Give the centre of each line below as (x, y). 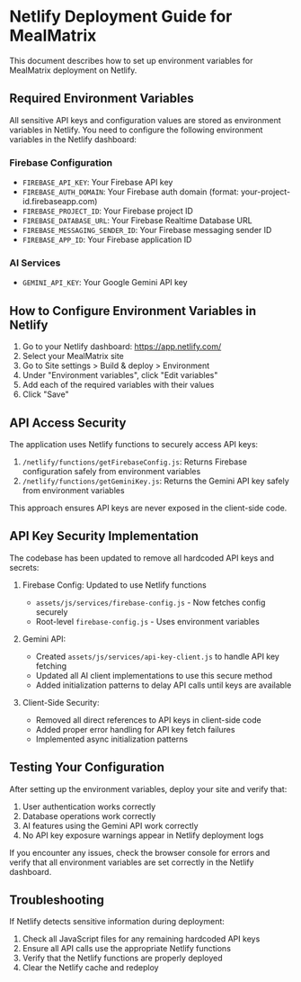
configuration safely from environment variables (111, 471)
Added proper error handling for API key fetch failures (135, 729)
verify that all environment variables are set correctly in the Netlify (132, 862)
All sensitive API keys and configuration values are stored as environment (145, 120)
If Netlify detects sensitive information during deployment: (117, 922)
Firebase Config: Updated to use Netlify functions (114, 585)
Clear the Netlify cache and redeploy (90, 968)
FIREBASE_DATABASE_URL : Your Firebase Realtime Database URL (137, 221)
